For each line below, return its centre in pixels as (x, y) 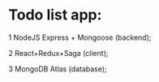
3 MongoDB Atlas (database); (58, 69)
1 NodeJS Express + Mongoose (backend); (80, 37)
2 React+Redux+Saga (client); (58, 53)
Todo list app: (55, 15)
